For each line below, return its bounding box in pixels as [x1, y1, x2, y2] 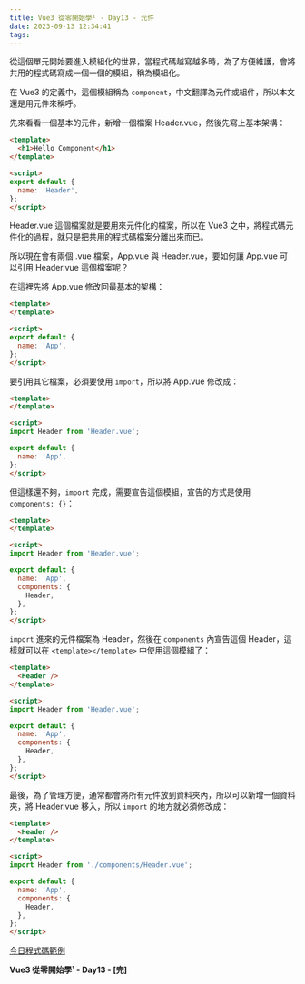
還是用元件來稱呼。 [9, 98, 82, 109]
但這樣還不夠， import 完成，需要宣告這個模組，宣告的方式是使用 [9, 487, 251, 497]
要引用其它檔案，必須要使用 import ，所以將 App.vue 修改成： [9, 376, 239, 387]
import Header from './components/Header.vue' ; [9, 861, 193, 870]
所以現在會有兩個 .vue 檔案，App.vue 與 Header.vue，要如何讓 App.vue [9, 251, 279, 261]
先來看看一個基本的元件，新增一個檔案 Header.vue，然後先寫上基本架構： [9, 117, 286, 128]
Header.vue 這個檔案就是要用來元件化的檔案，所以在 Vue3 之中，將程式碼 [9, 220, 286, 231]
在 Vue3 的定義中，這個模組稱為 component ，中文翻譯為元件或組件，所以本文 [9, 87, 295, 98]
